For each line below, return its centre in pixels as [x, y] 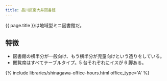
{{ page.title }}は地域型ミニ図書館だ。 [45, 25]
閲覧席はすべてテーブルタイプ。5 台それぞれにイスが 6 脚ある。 [79, 63]
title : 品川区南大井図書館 [31, 10]
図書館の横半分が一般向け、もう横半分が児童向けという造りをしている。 [89, 56]
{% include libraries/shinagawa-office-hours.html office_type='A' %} [77, 73]
